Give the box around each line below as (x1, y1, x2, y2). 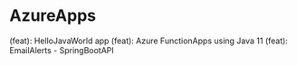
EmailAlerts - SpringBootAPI (9, 44, 115, 55)
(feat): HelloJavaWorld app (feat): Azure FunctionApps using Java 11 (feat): (9, 35, 288, 46)
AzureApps (9, 5, 97, 26)
